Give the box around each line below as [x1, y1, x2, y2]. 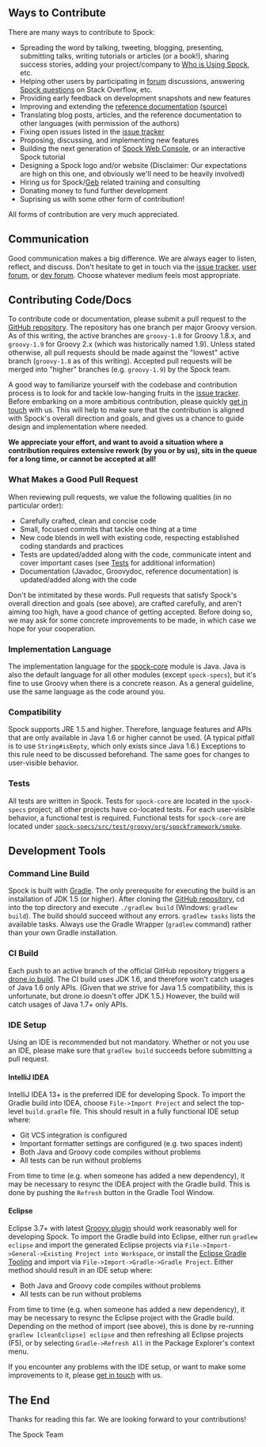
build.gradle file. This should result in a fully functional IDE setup [25, 1106, 239, 1116]
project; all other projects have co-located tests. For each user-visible [27, 804, 256, 814]
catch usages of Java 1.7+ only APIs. [8, 1000, 128, 1009]
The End [8, 1393, 50, 1407]
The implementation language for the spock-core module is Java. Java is [8, 661, 246, 672]
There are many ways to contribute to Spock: [8, 27, 156, 36]
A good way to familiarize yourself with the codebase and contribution [8, 380, 237, 390]
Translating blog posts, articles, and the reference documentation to [19, 110, 242, 120]
